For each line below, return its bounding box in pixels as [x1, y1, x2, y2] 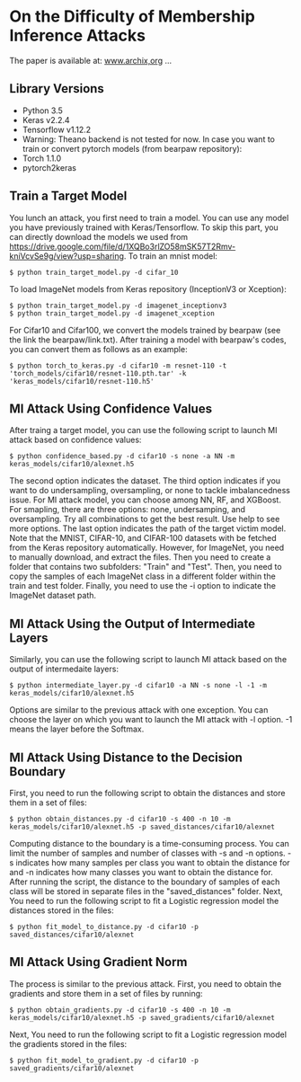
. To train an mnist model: [123, 250, 218, 262]
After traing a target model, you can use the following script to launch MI [9, 425, 278, 436]
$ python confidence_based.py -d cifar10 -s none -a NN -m [9, 452, 235, 461]
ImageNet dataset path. [9, 590, 97, 601]
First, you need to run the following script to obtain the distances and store [9, 788, 286, 798]
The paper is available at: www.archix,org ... [9, 55, 173, 66]
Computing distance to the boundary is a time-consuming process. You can [9, 838, 290, 848]
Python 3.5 [22, 105, 63, 116]
